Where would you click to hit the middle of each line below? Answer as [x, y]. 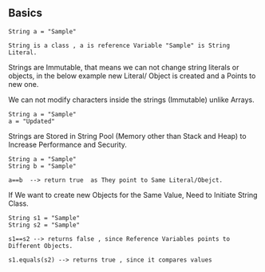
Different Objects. [41, 246]
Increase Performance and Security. [68, 144]
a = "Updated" [32, 121]
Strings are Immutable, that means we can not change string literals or [124, 67]
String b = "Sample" [43, 166]
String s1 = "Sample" [44, 218]
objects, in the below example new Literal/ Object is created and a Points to [132, 76]
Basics [25, 13]
